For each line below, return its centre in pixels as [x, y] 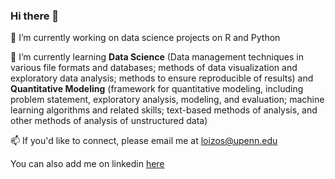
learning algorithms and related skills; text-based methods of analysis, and [164, 110]
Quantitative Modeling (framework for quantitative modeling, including [157, 89]
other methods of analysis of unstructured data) [109, 121]
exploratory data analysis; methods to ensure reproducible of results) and [162, 78]
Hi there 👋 [35, 16]
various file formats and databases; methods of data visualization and [154, 68]
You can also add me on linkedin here [87, 164]
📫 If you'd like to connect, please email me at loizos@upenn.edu [144, 141]
